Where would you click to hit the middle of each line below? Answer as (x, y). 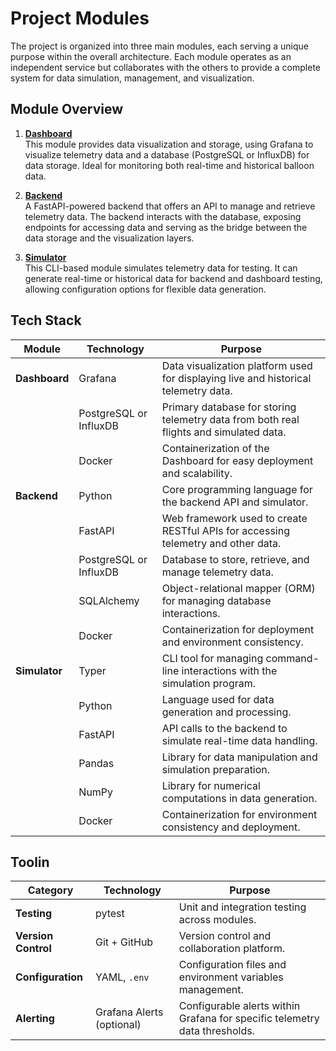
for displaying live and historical (236, 378)
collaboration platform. (232, 949)
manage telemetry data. (217, 572)
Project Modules (80, 18)
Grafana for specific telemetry (249, 1019)
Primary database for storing (229, 407)
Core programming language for (237, 489)
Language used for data (218, 699)
